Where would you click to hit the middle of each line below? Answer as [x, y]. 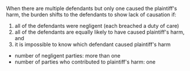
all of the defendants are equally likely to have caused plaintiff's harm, [99, 32]
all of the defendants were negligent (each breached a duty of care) [97, 26]
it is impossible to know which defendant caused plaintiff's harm [93, 44]
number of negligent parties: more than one [67, 56]
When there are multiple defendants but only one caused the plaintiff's [92, 8]
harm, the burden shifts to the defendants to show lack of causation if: [91, 15]
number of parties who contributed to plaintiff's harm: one [85, 62]
